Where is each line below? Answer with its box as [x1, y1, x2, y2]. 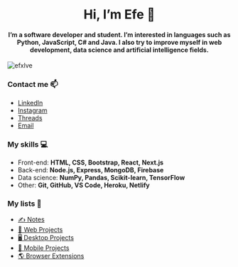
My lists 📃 [7, 199, 42, 209]
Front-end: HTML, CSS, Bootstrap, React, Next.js [17, 158, 164, 167]
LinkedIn [17, 98, 43, 107]
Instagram [17, 106, 48, 115]
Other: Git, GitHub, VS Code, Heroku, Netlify [17, 181, 151, 189]
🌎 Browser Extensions [17, 252, 85, 261]
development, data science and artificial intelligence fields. [29, 46, 210, 54]
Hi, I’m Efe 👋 [83, 6, 156, 23]
